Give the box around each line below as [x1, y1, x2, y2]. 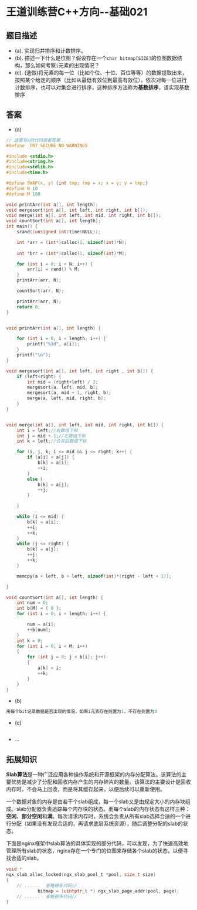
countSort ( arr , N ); [16, 288, 64, 294]
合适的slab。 [11, 854, 42, 862]
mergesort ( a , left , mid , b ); [27, 385, 98, 391]
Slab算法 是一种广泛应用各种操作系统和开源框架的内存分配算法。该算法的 [6, 771, 182, 778]
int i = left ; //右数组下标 [16, 427, 78, 433]
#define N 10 [6, 185, 38, 191]
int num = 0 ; [16, 600, 49, 606]
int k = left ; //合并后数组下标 [16, 438, 87, 444]
